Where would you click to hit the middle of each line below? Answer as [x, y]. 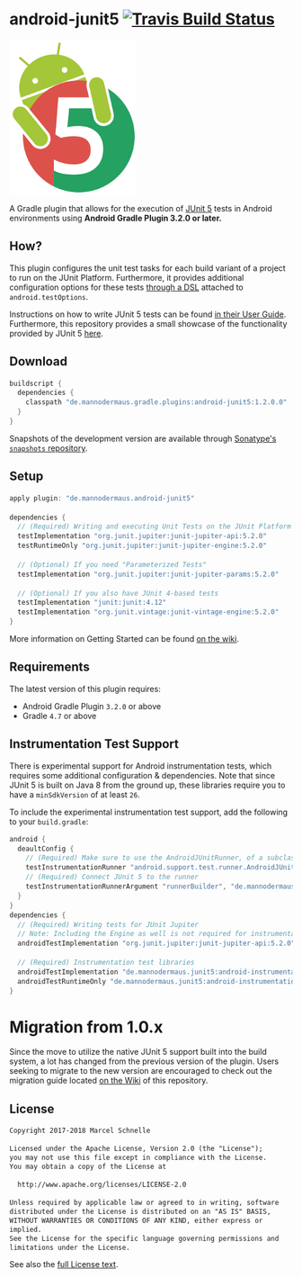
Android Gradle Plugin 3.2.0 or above [92, 706]
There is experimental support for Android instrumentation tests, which [141, 766]
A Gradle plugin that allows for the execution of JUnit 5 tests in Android [141, 208]
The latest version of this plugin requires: [85, 688]
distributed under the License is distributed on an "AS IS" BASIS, [140, 1212]
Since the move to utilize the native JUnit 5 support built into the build [138, 1052]
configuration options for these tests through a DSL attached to [127, 287]
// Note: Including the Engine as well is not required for [132, 934]
